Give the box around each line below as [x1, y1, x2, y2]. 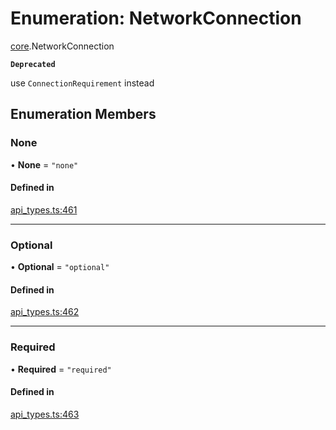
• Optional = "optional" [10, 261, 110, 273]
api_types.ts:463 [10, 408, 80, 420]
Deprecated [10, 59, 56, 69]
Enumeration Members [10, 106, 157, 123]
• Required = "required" [10, 363, 112, 375]
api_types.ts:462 [10, 306, 80, 318]
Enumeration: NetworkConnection [10, 7, 302, 30]
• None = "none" [10, 158, 79, 171]
